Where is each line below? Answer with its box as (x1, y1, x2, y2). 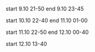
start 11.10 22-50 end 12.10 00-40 (5, 28, 89, 36)
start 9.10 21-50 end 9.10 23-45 (5, 5, 84, 12)
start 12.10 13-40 (5, 41, 47, 47)
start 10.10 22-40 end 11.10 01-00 (5, 17, 88, 24)
